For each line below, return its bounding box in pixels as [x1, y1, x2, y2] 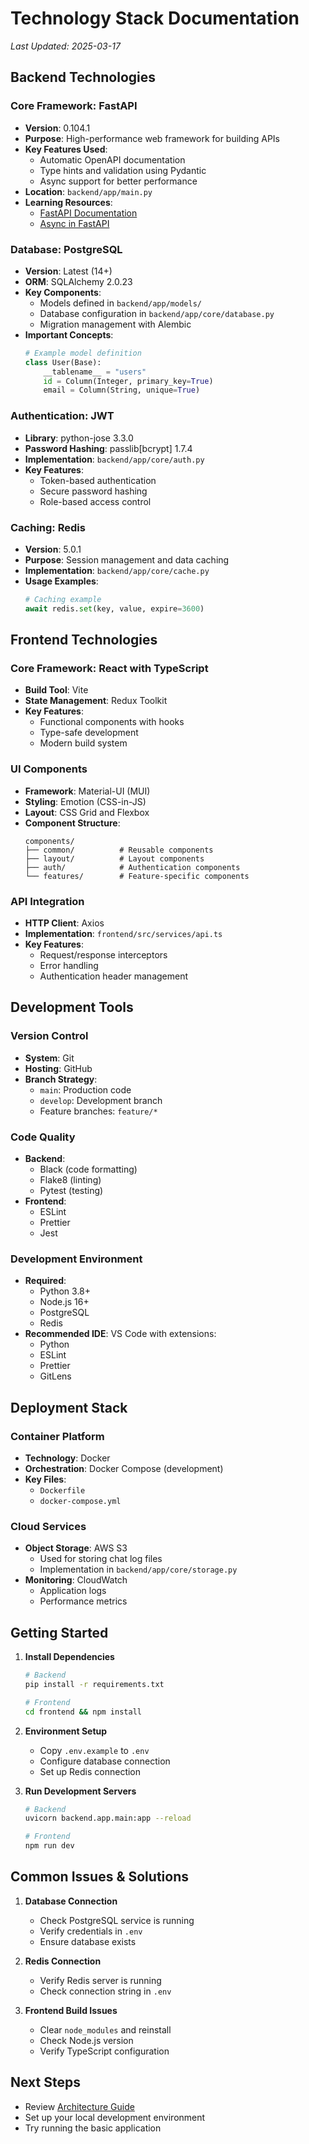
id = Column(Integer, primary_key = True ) [43, 376, 214, 386]
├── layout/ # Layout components [24, 853, 205, 864]
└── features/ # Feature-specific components [24, 871, 250, 881]
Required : [24, 1275, 67, 1287]
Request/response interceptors [39, 948, 168, 961]
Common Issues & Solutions [10, 1868, 189, 1886]
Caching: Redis [10, 520, 86, 534]
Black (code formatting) [39, 1163, 138, 1175]
